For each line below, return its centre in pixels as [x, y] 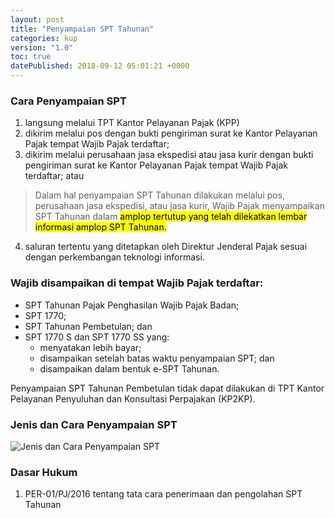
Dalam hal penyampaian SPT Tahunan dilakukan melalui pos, [160, 195]
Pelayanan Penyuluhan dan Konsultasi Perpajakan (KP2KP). [133, 398]
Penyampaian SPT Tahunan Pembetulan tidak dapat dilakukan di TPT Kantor [167, 388]
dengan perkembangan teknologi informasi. [114, 257]
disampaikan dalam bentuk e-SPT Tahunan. [129, 368]
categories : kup [44, 38]
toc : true [31, 57]
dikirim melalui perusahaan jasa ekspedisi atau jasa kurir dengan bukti [169, 155]
